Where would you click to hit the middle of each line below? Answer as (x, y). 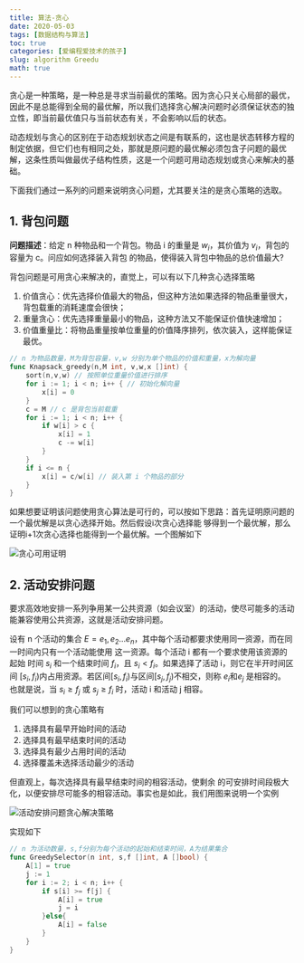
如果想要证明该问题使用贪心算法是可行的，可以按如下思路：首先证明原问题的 (152, 511)
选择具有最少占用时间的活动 (74, 751)
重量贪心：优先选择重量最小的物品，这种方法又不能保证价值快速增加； (153, 319)
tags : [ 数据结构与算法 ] (49, 34)
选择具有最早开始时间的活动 (74, 729)
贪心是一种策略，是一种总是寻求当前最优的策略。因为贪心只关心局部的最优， (152, 95)
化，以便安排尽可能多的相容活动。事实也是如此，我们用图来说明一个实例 (144, 794)
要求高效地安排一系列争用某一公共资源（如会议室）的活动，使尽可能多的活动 (152, 608)
